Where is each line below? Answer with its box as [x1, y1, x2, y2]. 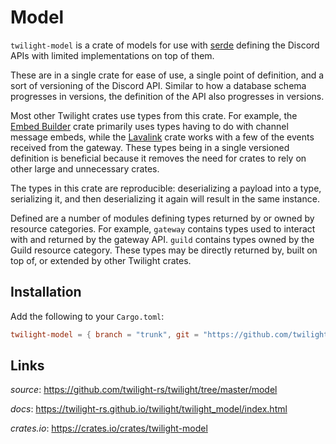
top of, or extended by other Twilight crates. [10, 254, 192, 266]
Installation [10, 284, 82, 301]
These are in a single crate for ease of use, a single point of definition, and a [10, 69, 325, 81]
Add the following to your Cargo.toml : [10, 310, 165, 322]
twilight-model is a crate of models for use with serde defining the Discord [10, 39, 320, 51]
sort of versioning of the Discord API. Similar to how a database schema [10, 79, 307, 91]
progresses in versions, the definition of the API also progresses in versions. [10, 90, 325, 102]
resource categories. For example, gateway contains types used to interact [10, 222, 316, 235]
